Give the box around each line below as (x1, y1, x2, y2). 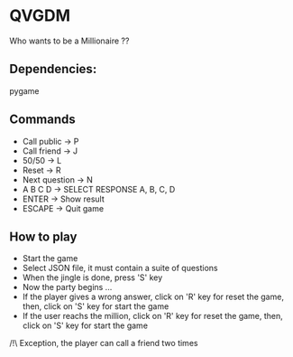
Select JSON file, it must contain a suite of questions (22, 263, 218, 274)
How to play (9, 229, 78, 244)
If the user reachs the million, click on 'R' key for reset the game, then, (22, 311, 284, 322)
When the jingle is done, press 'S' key (22, 272, 163, 283)
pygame (9, 85, 40, 96)
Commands (9, 112, 77, 127)
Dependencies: (9, 61, 97, 77)
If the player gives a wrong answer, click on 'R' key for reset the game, (22, 291, 284, 303)
